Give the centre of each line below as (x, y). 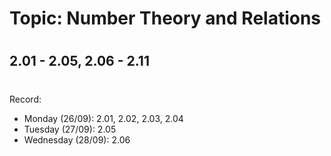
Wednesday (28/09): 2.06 (77, 139)
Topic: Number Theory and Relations (165, 18)
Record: (25, 99)
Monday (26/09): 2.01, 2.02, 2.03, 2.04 (103, 118)
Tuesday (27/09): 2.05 (70, 129)
